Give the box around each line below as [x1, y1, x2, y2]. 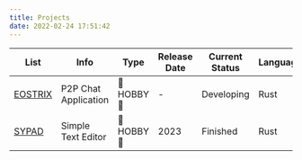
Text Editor [60, 130, 107, 143]
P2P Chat [60, 82, 102, 94]
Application [60, 93, 110, 106]
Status [210, 61, 240, 74]
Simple [60, 119, 91, 131]
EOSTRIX [13, 87, 52, 100]
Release [157, 50, 193, 63]
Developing [201, 87, 250, 100]
